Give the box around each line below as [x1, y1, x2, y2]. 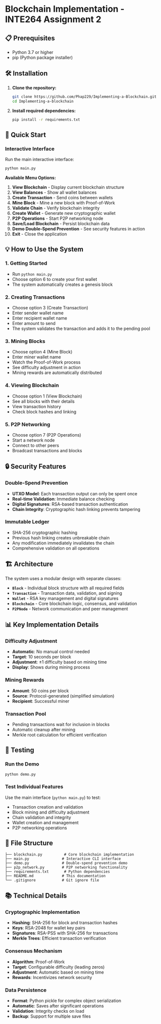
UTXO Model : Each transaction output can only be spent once [12, 490, 138, 496]
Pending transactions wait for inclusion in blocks [12, 721, 110, 727]
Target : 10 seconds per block [12, 654, 72, 660]
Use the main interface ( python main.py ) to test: [5, 794, 101, 800]
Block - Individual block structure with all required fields [12, 585, 124, 591]
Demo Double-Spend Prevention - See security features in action [12, 226, 145, 232]
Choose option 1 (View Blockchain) [12, 393, 82, 399]
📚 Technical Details [5, 892, 67, 900]
